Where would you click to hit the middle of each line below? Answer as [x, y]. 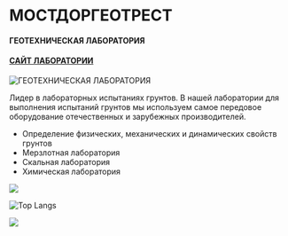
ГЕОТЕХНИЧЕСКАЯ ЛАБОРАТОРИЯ [77, 40]
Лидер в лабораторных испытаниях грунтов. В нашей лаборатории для [144, 98]
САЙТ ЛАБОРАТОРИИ [51, 61]
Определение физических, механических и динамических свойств [149, 133]
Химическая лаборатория [71, 171]
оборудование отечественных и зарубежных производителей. [128, 116]
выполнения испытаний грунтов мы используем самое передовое [136, 106]
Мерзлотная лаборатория [71, 153]
